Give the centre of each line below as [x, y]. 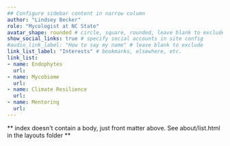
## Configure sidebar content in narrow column [76, 13]
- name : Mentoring [33, 102]
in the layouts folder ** [39, 135]
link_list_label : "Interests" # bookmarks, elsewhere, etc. [95, 52]
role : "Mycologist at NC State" [53, 26]
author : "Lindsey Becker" [44, 20]
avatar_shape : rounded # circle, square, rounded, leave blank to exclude [116, 32]
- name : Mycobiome [33, 77]
